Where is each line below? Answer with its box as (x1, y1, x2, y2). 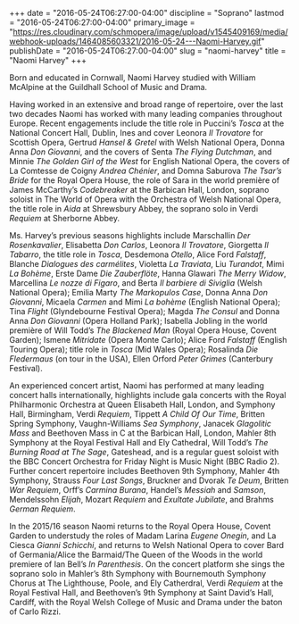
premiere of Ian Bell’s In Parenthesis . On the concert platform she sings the (9, 559, 286, 570)
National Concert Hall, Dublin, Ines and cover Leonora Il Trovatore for (9, 128, 263, 137)
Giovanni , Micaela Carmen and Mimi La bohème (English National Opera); (9, 296, 281, 307)
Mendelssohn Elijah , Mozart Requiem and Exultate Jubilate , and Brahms (9, 495, 274, 504)
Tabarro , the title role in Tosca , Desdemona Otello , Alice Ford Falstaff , (9, 249, 267, 260)
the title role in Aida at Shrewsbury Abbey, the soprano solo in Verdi (9, 204, 259, 213)
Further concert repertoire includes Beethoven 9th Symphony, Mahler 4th (9, 466, 280, 476)
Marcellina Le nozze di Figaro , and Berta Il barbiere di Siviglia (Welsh (9, 278, 263, 288)
